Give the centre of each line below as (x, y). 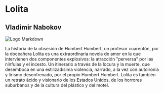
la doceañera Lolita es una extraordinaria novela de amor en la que (73, 54)
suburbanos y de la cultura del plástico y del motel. (57, 85)
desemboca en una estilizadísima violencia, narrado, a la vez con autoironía (82, 69)
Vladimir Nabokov (33, 27)
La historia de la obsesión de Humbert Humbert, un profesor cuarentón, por (82, 48)
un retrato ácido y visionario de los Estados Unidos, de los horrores (74, 80)
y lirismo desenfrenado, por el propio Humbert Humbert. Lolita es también (80, 75)
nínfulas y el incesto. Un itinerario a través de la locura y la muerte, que (78, 64)
